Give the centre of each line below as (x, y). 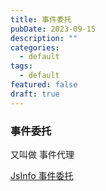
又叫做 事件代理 (42, 154)
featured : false (44, 85)
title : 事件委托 (41, 19)
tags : (21, 66)
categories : (35, 47)
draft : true (35, 94)
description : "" (44, 38)
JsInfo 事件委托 (42, 175)
